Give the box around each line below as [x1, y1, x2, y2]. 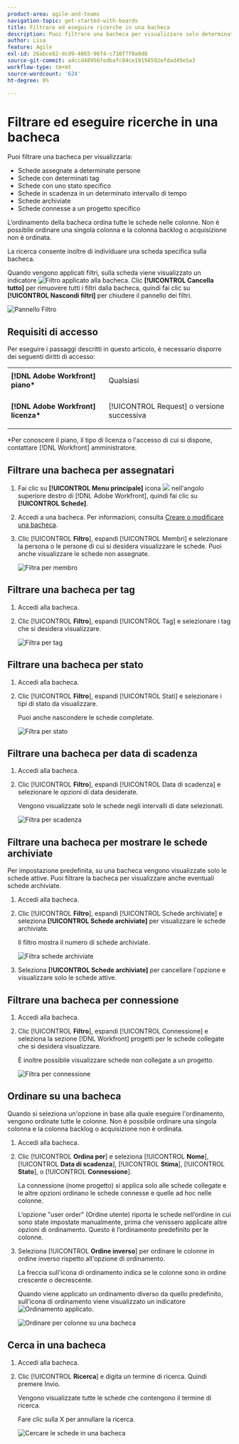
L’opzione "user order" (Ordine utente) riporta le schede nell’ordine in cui [17, 1210, 231, 1218]
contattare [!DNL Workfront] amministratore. [7, 443, 137, 452]
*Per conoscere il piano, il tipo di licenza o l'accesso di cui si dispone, [7, 436, 213, 445]
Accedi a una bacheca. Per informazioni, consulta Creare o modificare [17, 513, 224, 521]
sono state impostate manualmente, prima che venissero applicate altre [17, 1218, 228, 1226]
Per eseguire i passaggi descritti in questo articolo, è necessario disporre [7, 345, 222, 353]
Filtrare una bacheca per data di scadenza [7, 747, 198, 759]
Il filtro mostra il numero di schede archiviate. [17, 938, 151, 946]
